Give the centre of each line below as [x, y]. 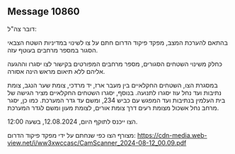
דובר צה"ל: [22, 28]
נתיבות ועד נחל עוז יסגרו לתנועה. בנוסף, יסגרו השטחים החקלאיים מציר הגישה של [114, 92]
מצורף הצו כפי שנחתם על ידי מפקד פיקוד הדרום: [71, 135]
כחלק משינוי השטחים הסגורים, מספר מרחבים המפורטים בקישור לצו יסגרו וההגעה [115, 64]
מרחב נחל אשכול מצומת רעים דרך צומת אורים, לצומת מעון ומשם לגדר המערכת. [113, 108]
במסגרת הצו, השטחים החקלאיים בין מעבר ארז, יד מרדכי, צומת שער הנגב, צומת [113, 85]
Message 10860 [44, 12]
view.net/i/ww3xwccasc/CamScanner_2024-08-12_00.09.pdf [97, 143]
